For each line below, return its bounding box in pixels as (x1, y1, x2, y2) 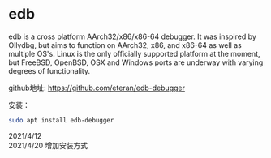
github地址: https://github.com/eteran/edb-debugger (8, 83, 185, 92)
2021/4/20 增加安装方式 (8, 140, 88, 150)
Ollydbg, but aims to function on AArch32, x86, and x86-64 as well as (8, 40, 242, 49)
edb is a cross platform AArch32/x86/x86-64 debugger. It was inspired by (8, 32, 257, 41)
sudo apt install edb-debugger (8, 116, 114, 124)
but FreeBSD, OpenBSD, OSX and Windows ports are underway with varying (8, 58, 264, 67)
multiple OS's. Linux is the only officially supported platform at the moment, (8, 49, 261, 58)
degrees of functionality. (8, 66, 91, 75)
